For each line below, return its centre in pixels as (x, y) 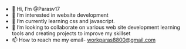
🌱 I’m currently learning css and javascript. (63, 21)
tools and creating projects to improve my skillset (71, 33)
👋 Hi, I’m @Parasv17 (36, 9)
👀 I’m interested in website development (60, 15)
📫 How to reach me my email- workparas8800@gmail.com (84, 40)
